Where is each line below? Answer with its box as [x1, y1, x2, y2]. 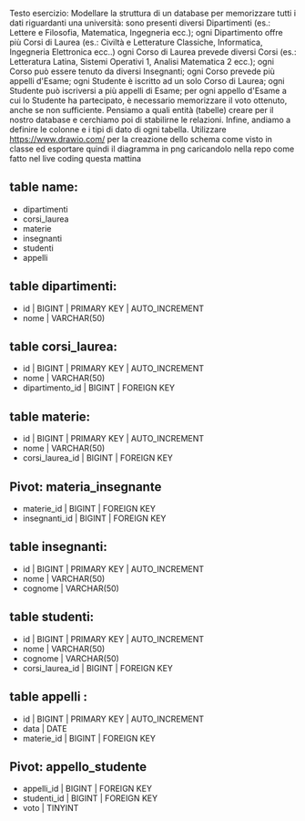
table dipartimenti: [9, 278, 117, 295]
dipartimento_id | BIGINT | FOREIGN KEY [22, 382, 176, 393]
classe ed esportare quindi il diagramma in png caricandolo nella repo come [9, 143, 295, 154]
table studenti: [9, 609, 95, 625]
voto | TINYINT [22, 803, 79, 814]
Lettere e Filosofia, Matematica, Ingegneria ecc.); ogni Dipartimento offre [9, 27, 284, 37]
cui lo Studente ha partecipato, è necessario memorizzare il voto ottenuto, [9, 95, 288, 106]
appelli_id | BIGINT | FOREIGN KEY [22, 784, 153, 795]
